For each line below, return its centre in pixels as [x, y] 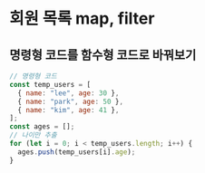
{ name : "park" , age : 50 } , [71, 101]
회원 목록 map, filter [82, 19]
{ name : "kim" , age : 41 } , [68, 110]
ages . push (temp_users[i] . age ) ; [77, 152]
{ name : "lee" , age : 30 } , [68, 93]
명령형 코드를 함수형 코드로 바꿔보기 [103, 55]
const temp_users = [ [50, 84]
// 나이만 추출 [33, 135]
